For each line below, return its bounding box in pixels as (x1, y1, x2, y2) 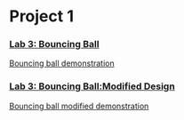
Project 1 (9, 6, 74, 27)
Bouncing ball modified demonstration (9, 100, 149, 111)
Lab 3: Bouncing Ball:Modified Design (9, 80, 175, 92)
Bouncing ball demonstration (9, 58, 115, 68)
